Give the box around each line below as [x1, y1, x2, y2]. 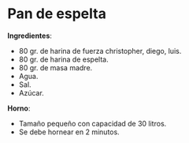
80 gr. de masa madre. [18, 62, 93, 72]
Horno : [7, 103, 31, 113]
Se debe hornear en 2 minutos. [18, 127, 120, 137]
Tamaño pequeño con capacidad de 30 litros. [18, 119, 167, 128]
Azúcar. [18, 88, 44, 97]
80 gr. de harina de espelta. [18, 55, 109, 64]
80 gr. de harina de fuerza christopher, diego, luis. [18, 46, 182, 55]
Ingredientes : [7, 31, 53, 40]
